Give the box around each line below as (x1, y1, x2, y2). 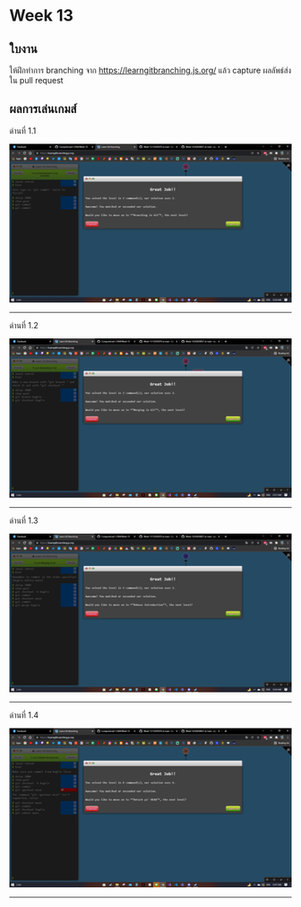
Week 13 (9, 5, 74, 26)
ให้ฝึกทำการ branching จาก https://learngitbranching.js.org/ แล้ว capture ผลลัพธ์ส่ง (9, 65, 292, 75)
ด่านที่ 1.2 (9, 320, 39, 331)
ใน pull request (9, 75, 64, 85)
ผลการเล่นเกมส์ (9, 101, 77, 117)
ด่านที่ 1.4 (9, 710, 39, 720)
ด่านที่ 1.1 (9, 125, 37, 135)
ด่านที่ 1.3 (9, 515, 39, 526)
